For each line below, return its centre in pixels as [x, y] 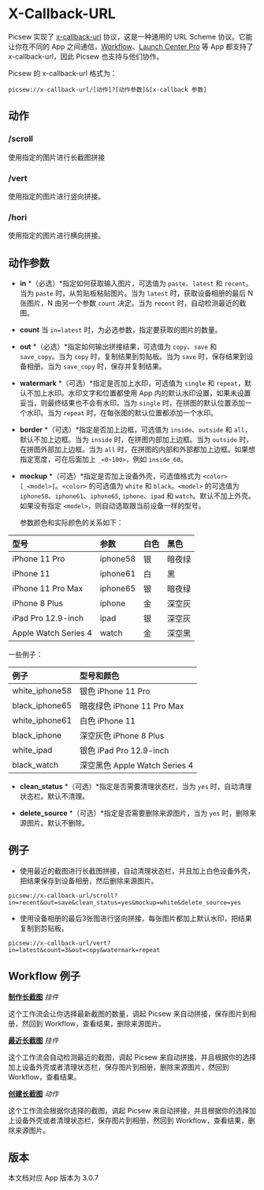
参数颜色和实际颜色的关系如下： [71, 523]
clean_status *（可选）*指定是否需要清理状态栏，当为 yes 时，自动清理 [136, 787]
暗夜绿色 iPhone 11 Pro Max [132, 706]
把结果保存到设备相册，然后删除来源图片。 [89, 880]
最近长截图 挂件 [33, 1040]
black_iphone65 [42, 706]
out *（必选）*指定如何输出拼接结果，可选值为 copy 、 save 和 [118, 347]
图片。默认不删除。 [58, 823]
